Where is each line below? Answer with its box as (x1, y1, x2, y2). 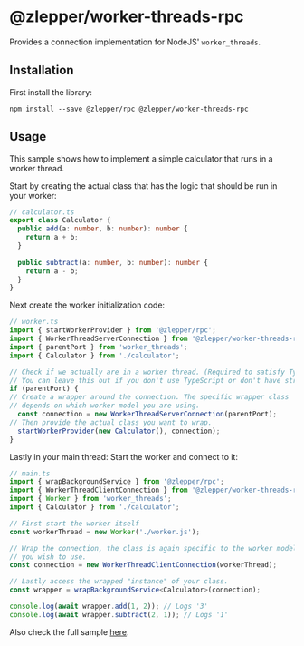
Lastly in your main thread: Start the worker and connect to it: (9, 451, 238, 462)
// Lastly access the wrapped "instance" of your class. (9, 577, 229, 586)
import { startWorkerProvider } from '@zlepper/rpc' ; (9, 326, 217, 335)
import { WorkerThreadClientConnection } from (9, 485, 188, 495)
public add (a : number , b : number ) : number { (17, 224, 188, 233)
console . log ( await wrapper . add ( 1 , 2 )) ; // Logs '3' (9, 602, 208, 612)
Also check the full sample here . (9, 626, 129, 637)
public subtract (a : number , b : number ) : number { (17, 258, 208, 267)
